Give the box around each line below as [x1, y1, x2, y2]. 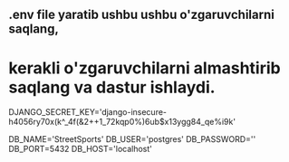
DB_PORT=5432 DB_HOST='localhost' [8, 144, 153, 155]
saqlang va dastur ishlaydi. [8, 77, 216, 98]
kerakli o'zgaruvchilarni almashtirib [8, 58, 282, 78]
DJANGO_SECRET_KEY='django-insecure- [8, 107, 168, 118]
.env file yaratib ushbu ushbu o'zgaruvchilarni [8, 7, 275, 23]
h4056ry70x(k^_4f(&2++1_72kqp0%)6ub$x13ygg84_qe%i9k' [8, 117, 236, 128]
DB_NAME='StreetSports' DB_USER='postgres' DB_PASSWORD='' [8, 134, 256, 145]
